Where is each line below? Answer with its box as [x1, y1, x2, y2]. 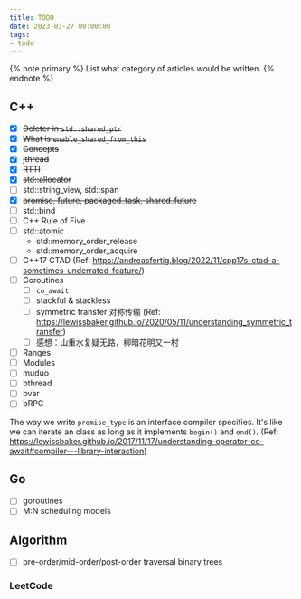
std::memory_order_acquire [35, 245, 138, 256]
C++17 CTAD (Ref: [22, 254, 91, 265]
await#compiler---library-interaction [9, 445, 145, 456]
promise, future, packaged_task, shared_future [22, 195, 197, 205]
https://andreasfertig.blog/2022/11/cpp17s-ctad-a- [92, 254, 280, 265]
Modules [22, 357, 56, 368]
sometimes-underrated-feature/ [22, 264, 142, 276]
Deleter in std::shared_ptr [22, 123, 122, 134]
